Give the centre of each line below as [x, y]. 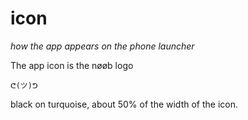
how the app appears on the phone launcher [102, 46]
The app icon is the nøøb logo [72, 65]
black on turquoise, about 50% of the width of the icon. [124, 104]
